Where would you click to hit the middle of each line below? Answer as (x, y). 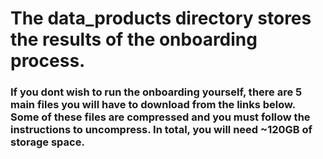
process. (48, 61)
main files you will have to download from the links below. (153, 105)
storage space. (47, 142)
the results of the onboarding (134, 39)
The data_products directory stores (161, 18)
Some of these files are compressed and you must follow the (160, 117)
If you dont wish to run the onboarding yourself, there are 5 (156, 92)
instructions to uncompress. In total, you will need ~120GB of (161, 130)
